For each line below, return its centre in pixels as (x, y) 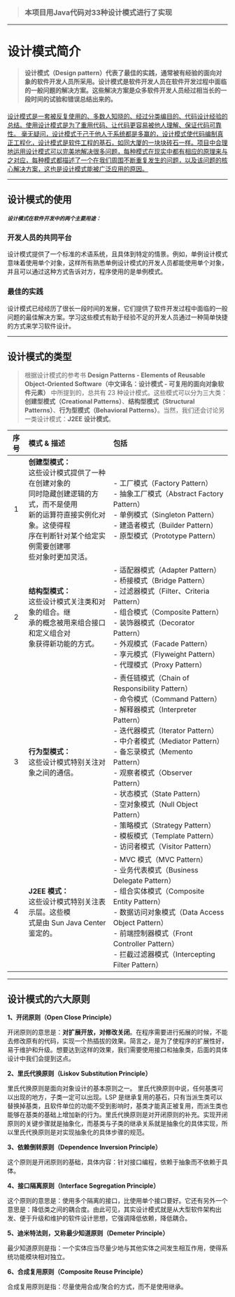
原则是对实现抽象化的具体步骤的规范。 (93, 1132)
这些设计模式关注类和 (64, 601)
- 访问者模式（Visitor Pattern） (164, 846)
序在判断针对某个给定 (64, 536)
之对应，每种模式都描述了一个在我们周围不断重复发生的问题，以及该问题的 (114, 160)
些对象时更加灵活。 (60, 557)
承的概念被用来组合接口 (67, 623)
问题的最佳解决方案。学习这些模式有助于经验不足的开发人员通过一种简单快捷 (117, 317)
